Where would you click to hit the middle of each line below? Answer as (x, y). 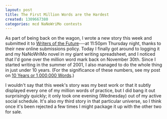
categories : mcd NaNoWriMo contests (44, 24)
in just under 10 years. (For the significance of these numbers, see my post (83, 70)
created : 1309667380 (27, 19)
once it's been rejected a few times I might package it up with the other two (83, 106)
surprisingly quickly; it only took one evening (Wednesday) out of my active (83, 96)
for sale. (14, 112)
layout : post (19, 10)
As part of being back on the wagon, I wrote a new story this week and (78, 38)
